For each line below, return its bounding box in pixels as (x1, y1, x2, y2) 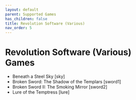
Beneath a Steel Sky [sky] (12, 73, 65, 79)
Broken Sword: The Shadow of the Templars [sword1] (12, 79, 121, 85)
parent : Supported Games (5, 12, 56, 17)
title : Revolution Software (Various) (5, 21, 85, 26)
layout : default (5, 7, 39, 12)
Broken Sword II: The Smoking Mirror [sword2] (12, 84, 108, 90)
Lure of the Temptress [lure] (12, 89, 70, 95)
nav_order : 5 (5, 26, 32, 31)
